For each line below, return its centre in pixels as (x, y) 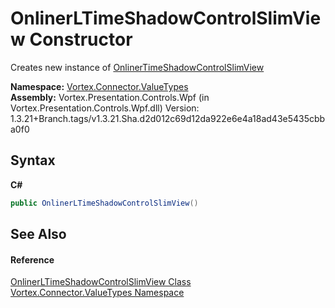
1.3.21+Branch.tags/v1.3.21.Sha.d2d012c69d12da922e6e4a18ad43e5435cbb (168, 118)
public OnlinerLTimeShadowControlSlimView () (104, 203)
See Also (38, 234)
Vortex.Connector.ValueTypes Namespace (97, 293)
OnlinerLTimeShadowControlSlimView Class (101, 282)
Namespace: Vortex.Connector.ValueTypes (99, 86)
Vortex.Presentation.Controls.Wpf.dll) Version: (105, 108)
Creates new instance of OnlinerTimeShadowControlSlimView (137, 67)
